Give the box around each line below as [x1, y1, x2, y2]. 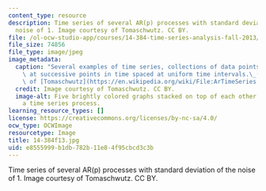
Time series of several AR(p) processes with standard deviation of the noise [8, 165, 256, 174]
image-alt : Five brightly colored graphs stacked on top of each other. [15, 92, 260, 100]
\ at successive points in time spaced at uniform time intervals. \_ [22, 70, 257, 78]
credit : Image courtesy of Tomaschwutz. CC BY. [15, 84, 176, 93]
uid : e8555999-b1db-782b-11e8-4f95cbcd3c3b [8, 144, 154, 152]
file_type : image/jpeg [8, 48, 83, 56]
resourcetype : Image [8, 129, 77, 137]
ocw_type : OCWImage [8, 122, 73, 129]
